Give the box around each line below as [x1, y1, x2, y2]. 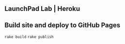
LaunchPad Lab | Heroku [4, 5, 80, 13]
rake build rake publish [4, 34, 54, 40]
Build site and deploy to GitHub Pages [4, 21, 121, 29]
